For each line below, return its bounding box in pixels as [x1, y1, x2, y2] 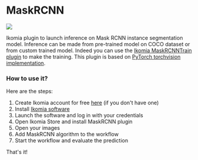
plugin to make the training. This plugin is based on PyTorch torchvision [6, 53, 181, 60]
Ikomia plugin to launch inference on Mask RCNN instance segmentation [6, 34, 183, 41]
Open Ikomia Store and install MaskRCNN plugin [14, 118, 133, 125]
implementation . [6, 59, 46, 66]
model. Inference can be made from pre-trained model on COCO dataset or [6, 40, 190, 47]
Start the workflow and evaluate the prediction [14, 137, 129, 144]
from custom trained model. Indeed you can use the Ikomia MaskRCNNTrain [6, 47, 192, 54]
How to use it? [6, 74, 49, 82]
